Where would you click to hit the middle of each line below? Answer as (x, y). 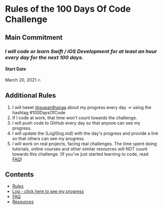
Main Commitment (34, 37)
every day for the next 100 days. (44, 57)
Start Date (16, 69)
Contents (20, 174)
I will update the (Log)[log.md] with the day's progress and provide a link (85, 133)
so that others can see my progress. (49, 138)
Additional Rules (31, 95)
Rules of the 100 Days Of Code (68, 9)
